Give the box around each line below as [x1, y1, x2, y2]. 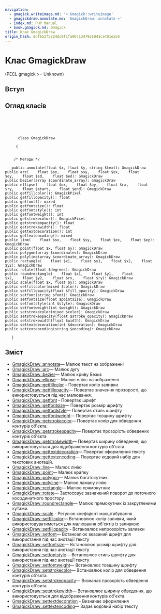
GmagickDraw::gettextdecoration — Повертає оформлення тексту [12, 449, 146, 454]
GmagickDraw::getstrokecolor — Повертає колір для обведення [12, 418, 141, 423]
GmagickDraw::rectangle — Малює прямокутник [12, 485, 110, 490]
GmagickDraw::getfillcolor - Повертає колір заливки [12, 382, 118, 388]
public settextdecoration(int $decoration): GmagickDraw [5, 323, 122, 327]
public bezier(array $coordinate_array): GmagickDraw [5, 178, 116, 183]
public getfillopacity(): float [5, 195, 70, 200]
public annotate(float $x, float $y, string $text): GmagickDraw [11, 165, 146, 170]
